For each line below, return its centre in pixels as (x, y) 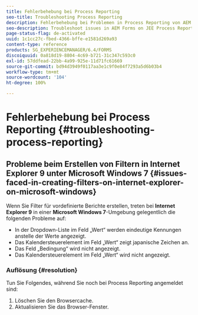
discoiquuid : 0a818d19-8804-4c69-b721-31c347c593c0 (71, 55)
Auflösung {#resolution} (42, 270)
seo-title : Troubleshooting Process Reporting (64, 17)
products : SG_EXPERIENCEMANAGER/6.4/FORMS (59, 50)
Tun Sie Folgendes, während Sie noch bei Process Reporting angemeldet (95, 283)
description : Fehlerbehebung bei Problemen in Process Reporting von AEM (99, 22)
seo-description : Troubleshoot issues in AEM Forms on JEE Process (91, 28)
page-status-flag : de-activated (46, 34)
